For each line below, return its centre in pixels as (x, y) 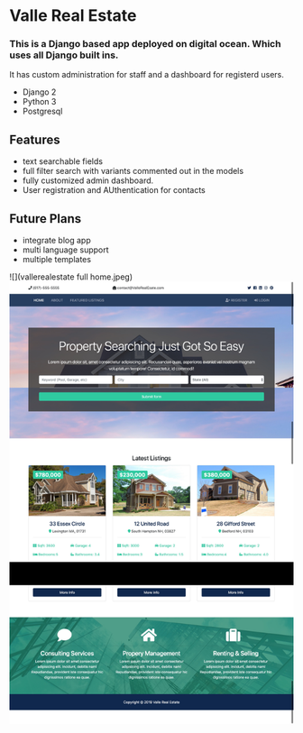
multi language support (66, 250)
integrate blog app (57, 241)
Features (35, 139)
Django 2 (39, 92)
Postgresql (42, 111)
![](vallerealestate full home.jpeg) (71, 277)
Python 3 (39, 102)
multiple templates (57, 260)
